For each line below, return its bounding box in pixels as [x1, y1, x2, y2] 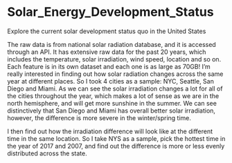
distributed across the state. [7, 149, 88, 157]
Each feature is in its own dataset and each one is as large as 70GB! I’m [7, 62, 211, 70]
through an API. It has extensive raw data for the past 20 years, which [7, 48, 206, 56]
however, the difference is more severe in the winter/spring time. [7, 113, 192, 122]
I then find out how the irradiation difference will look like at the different [7, 127, 213, 135]
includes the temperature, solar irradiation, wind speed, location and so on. [7, 55, 222, 63]
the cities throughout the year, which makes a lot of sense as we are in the [7, 91, 220, 100]
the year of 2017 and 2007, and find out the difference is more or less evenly [7, 142, 225, 150]
